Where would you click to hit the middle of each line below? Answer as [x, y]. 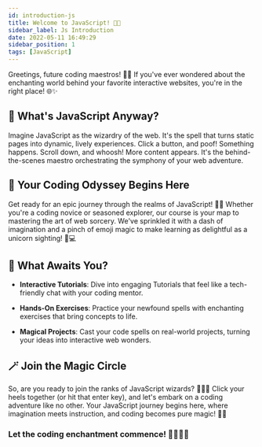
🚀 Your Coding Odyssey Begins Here [99, 185]
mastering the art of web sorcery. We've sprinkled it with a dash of [116, 220]
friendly [32, 293]
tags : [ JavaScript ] [40, 52]
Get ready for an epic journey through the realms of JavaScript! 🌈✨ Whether [131, 204]
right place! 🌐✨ [33, 91]
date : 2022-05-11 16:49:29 [52, 37]
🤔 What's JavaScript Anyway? [84, 116]
